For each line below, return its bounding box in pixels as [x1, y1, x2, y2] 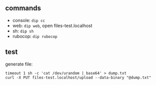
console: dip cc [12, 17, 45, 23]
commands [5, 4, 41, 12]
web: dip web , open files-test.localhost [12, 22, 93, 28]
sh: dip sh [12, 27, 34, 34]
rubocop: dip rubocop [12, 33, 58, 39]
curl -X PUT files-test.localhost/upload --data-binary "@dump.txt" [5, 75, 151, 80]
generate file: [5, 61, 33, 67]
